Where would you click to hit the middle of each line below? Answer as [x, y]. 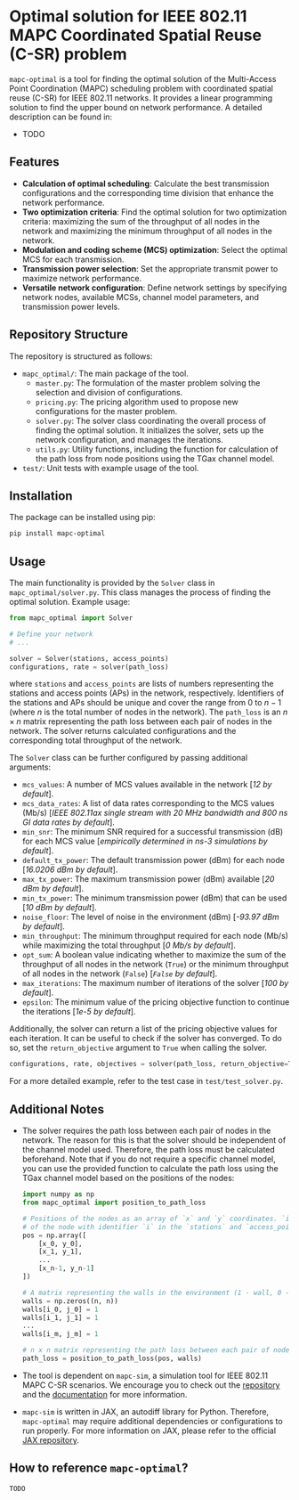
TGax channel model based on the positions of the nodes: [128, 1178]
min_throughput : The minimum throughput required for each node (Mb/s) [155, 936]
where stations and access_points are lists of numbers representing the [141, 684]
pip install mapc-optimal [57, 534]
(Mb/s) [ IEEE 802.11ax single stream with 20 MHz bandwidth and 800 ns [155, 813]
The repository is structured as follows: [81, 356]
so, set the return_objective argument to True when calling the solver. [138, 1048]
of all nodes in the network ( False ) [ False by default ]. [120, 974]
